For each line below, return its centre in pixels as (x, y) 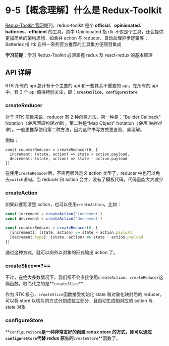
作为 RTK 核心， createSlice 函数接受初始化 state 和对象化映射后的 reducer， (85, 294)
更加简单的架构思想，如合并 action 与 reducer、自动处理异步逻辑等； (77, 38)
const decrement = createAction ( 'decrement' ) (54, 219)
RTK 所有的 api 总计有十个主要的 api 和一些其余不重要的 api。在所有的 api (82, 85)
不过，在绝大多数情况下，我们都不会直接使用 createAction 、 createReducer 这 (84, 277)
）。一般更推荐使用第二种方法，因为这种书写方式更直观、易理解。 (77, 130)
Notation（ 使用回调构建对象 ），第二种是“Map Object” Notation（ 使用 (76, 123)
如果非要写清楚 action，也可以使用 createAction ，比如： (64, 205)
